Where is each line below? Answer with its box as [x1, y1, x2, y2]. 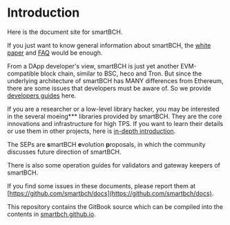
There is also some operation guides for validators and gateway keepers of [7, 161, 221, 169]
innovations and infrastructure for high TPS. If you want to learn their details [7, 119, 223, 127]
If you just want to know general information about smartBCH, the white [7, 41, 211, 49]
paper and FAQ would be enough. [7, 48, 103, 57]
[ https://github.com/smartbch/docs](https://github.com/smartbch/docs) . [7, 189, 214, 197]
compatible [7, 69, 39, 78]
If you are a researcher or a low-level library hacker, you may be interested [7, 105, 220, 113]
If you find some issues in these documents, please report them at [7, 181, 195, 190]
